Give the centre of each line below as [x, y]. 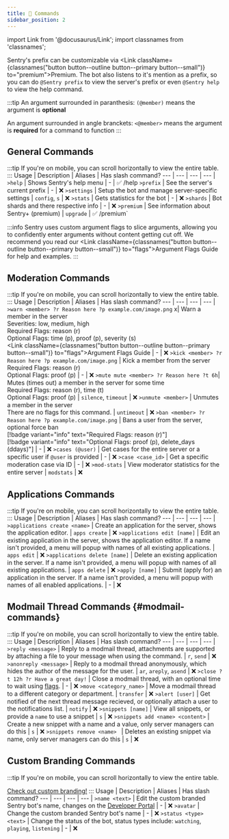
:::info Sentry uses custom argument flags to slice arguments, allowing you [112, 228]
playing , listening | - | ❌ [42, 828]
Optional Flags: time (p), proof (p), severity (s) [72, 338]
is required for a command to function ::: [64, 130]
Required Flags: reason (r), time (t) [56, 390]
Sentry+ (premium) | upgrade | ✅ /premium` [68, 214]
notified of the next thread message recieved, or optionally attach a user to [112, 701]
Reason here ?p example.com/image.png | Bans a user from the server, [105, 420]
